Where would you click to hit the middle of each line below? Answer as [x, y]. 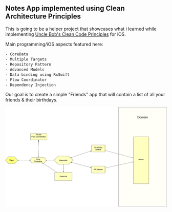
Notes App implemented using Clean [65, 8]
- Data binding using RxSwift [38, 75]
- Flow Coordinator [26, 80]
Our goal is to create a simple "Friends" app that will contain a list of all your [85, 94]
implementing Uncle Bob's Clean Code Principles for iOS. [66, 34]
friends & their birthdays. [31, 100]
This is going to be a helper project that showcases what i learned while [81, 29]
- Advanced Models [25, 69]
